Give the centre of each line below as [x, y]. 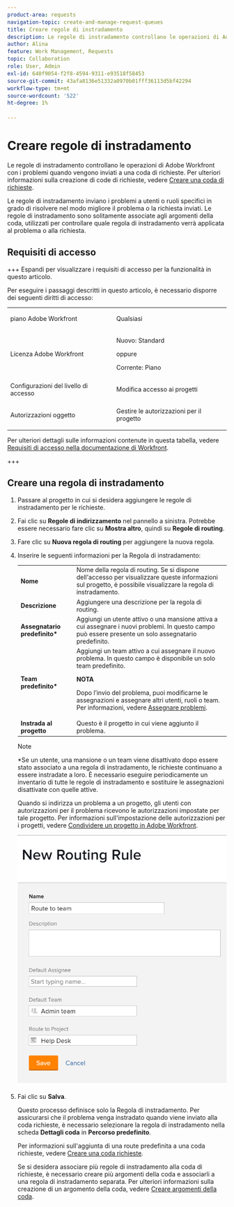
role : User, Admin [34, 66]
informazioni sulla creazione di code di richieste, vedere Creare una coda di [116, 180]
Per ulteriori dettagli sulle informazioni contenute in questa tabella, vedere [113, 440]
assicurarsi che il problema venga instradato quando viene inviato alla [117, 1118]
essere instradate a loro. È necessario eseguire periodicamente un [112, 774]
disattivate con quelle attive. [58, 789]
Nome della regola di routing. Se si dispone [138, 570]
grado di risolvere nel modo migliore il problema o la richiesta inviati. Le [109, 208]
